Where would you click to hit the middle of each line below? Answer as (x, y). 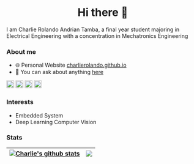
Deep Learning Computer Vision (56, 122)
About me (21, 51)
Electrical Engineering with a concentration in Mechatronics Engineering (97, 35)
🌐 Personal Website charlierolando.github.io (71, 65)
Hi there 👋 (103, 13)
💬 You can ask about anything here (59, 72)
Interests (20, 102)
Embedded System (39, 115)
